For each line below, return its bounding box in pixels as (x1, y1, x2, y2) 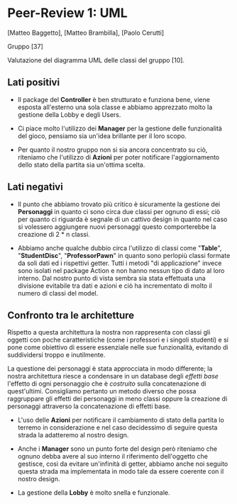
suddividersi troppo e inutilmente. (7, 351, 106, 359)
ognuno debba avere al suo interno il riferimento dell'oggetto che (17, 452, 208, 461)
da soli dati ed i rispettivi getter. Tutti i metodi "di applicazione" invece (17, 259, 222, 267)
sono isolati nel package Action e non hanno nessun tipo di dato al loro (17, 266, 225, 274)
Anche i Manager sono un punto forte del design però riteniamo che (17, 444, 218, 453)
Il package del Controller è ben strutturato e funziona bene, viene (17, 95, 211, 103)
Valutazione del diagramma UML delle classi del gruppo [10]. (7, 55, 185, 65)
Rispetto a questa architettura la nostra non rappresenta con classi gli (7, 328, 211, 337)
